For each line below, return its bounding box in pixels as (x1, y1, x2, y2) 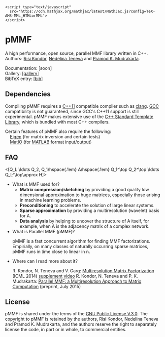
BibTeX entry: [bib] (5, 76, 43, 82)
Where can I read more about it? (12, 258, 78, 264)
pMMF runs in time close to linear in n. (12, 249, 90, 254)
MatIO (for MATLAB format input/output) (9, 139, 92, 145)
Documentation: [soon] (5, 65, 52, 71)
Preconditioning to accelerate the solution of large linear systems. (19, 202, 155, 208)
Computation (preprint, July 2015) (12, 283, 81, 289)
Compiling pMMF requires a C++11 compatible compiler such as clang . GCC (5, 103, 159, 109)
